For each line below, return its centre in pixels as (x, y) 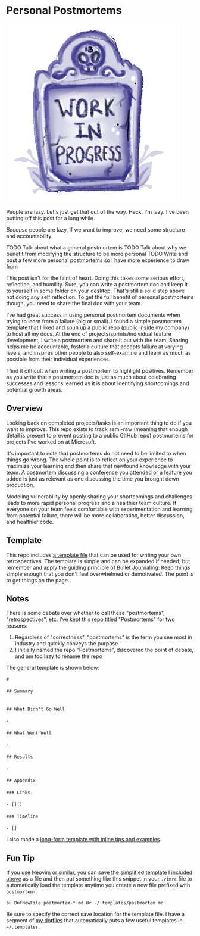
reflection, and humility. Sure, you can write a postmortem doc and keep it (97, 284)
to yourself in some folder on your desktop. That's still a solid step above (95, 291)
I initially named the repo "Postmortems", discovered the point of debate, (104, 650)
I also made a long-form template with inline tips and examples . (84, 840)
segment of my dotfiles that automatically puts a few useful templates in (94, 921)
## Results (20, 757)
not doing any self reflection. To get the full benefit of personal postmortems (100, 297)
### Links (18, 793)
